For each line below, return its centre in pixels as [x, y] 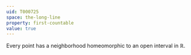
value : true [21, 28]
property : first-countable [40, 23]
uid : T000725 [23, 12]
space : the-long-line [33, 17]
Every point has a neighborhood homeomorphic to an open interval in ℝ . [96, 46]
